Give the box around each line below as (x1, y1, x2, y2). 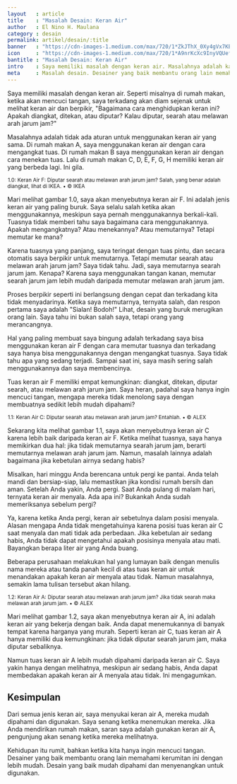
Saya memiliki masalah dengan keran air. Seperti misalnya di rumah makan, (7, 89, 226, 98)
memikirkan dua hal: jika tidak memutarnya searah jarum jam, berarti (7, 441, 207, 450)
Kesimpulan (7, 691, 61, 703)
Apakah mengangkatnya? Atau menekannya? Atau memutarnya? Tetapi (7, 225, 215, 233)
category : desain (7, 30, 61, 37)
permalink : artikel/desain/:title (7, 37, 109, 44)
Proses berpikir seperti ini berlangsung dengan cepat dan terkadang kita (7, 290, 219, 298)
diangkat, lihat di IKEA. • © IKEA (7, 182, 85, 189)
